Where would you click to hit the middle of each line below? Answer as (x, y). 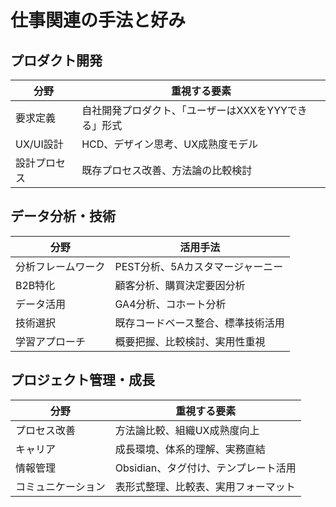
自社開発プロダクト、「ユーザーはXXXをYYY (184, 110)
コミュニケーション (60, 486)
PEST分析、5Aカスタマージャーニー (199, 266)
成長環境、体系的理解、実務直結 (190, 449)
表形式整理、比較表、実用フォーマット (205, 486)
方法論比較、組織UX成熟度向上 (187, 430)
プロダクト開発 (56, 60)
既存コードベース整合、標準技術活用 (199, 323)
